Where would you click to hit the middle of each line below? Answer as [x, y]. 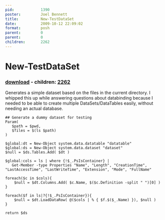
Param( [12, 122]
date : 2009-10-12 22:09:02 [44, 24]
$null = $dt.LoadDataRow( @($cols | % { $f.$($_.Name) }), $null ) [85, 200]
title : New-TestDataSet [40, 19]
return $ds [16, 213]
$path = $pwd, [26, 126]
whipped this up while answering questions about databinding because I [79, 98]
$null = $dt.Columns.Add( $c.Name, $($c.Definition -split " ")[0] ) [87, 183]
